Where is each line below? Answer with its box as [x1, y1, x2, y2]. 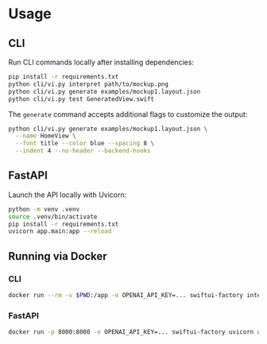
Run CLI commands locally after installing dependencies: [8, 57, 195, 67]
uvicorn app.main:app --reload [8, 227, 112, 235]
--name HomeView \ [15, 132, 77, 140]
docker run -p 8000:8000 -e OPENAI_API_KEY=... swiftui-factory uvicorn [8, 328, 254, 336]
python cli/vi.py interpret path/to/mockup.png [8, 80, 169, 88]
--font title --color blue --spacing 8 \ [15, 140, 155, 148]
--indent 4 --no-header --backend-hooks [15, 147, 151, 155]
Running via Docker [8, 249, 107, 263]
